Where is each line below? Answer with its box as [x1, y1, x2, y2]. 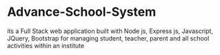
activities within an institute [7, 41, 85, 49]
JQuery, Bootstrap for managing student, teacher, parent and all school [7, 34, 210, 42]
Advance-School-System [7, 4, 157, 20]
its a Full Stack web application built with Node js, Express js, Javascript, [7, 27, 214, 35]
